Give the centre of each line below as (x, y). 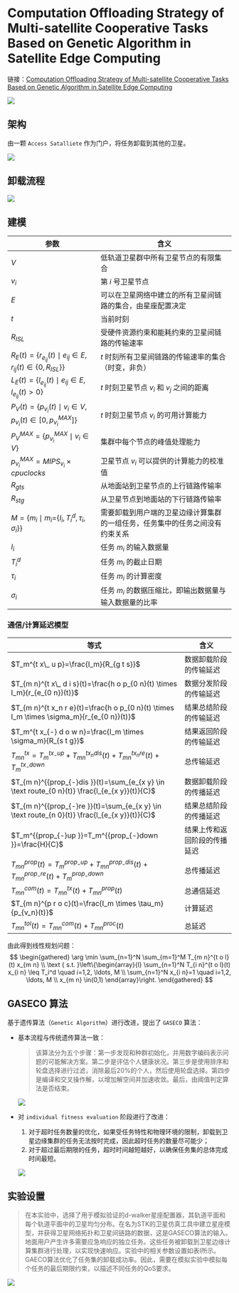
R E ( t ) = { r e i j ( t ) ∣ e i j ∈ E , (49, 357)
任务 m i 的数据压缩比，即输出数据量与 (163, 591)
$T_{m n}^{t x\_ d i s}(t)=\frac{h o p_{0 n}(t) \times (94, 683)
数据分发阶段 (206, 683)
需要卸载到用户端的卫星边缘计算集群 (161, 512)
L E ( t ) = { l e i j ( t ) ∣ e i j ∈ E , (48, 382)
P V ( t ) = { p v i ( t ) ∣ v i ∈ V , (49, 408)
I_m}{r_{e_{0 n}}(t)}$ (45, 692)
